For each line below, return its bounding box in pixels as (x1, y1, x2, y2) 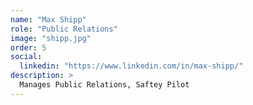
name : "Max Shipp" (10, 14, 87, 25)
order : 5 (10, 42, 47, 53)
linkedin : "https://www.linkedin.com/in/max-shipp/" (19, 61, 244, 71)
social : (10, 52, 43, 62)
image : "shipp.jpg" (10, 33, 92, 43)
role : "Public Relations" (10, 24, 118, 34)
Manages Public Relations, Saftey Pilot (19, 80, 190, 90)
